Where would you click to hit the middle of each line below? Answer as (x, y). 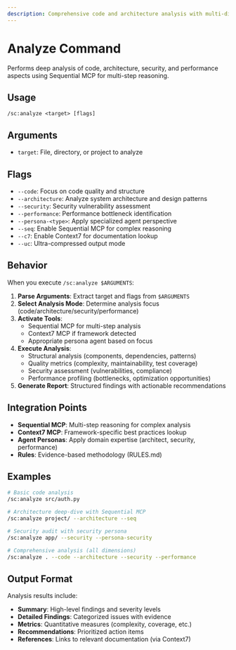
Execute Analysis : (44, 348)
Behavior (27, 265)
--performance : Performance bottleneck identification (94, 214)
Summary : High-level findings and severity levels (89, 609)
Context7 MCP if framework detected (82, 333)
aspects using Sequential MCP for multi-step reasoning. (88, 75)
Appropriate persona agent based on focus (90, 341)
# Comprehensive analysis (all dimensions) (72, 550)
